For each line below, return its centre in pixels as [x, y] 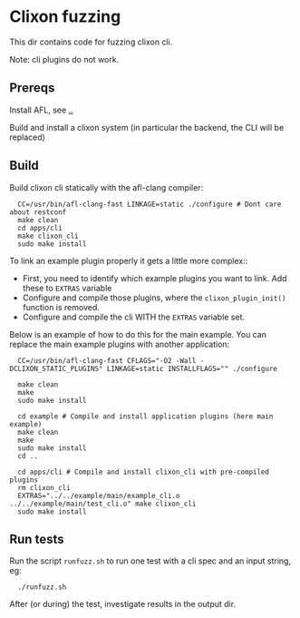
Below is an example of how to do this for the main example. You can [138, 334]
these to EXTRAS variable [67, 288]
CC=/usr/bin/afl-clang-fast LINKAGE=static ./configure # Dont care [150, 204]
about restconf [38, 212]
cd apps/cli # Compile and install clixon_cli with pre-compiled [144, 472]
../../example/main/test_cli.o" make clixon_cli [103, 504]
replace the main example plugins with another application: [120, 344]
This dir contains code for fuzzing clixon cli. [91, 42]
